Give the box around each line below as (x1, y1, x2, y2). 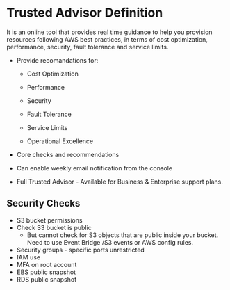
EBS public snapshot (16, 268, 76, 276)
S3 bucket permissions (16, 216, 83, 224)
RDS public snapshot (16, 275, 77, 283)
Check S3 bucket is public (16, 223, 92, 232)
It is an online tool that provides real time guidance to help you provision (6, 28, 213, 36)
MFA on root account (16, 260, 77, 268)
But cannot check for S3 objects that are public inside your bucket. (26, 231, 219, 239)
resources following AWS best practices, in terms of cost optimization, (6, 35, 208, 43)
